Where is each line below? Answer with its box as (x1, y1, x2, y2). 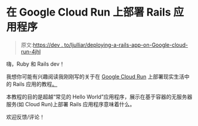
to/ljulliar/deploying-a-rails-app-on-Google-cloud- (64, 41, 188, 48)
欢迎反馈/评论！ (6, 113, 45, 120)
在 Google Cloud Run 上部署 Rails (6, 5, 171, 19)
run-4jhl (20, 48, 41, 55)
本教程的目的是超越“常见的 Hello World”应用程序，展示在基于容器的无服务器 (6, 93, 193, 100)
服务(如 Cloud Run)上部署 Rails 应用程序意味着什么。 (6, 100, 135, 107)
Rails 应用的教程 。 (13, 80, 58, 87)
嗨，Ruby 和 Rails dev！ (6, 60, 65, 67)
